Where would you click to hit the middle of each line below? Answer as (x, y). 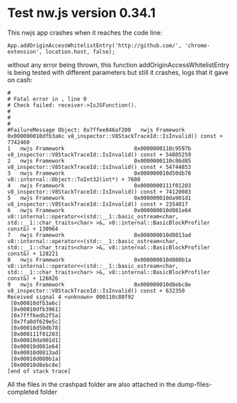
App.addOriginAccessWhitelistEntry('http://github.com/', (94, 45)
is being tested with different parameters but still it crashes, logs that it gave (118, 72)
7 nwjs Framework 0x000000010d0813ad (99, 235)
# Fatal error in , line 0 (47, 99)
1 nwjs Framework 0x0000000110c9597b (99, 148)
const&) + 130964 (33, 229)
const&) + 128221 (33, 253)
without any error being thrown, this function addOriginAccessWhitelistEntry (118, 64)
